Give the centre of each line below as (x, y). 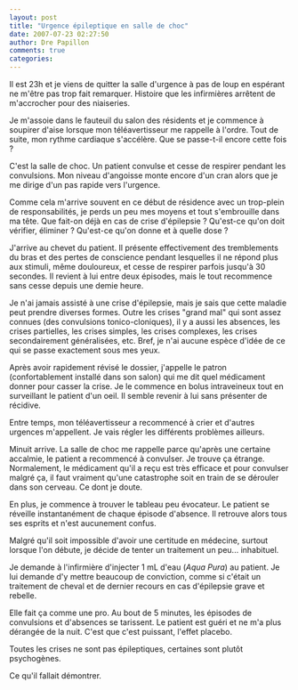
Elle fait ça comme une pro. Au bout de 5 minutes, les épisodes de (130, 613)
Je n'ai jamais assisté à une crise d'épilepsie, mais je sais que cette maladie (148, 303)
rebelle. (23, 596)
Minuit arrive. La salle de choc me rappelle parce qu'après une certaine (140, 449)
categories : (31, 59)
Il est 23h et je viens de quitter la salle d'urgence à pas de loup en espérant (147, 84)
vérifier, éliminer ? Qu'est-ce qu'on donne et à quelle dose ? (119, 231)
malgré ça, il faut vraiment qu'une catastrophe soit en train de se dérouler (144, 478)
